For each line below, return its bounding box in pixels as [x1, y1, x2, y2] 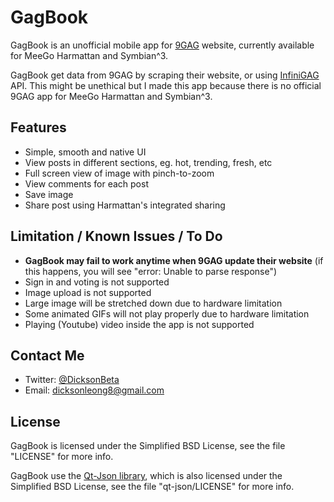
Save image [24, 188, 74, 200]
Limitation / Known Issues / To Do [10, 228, 223, 245]
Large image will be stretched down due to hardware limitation [24, 297, 283, 309]
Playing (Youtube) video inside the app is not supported [24, 318, 255, 330]
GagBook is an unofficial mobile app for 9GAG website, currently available [10, 39, 315, 51]
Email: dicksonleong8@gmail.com [24, 384, 165, 396]
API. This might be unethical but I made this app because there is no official [10, 79, 322, 91]
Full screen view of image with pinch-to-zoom [24, 167, 215, 179]
